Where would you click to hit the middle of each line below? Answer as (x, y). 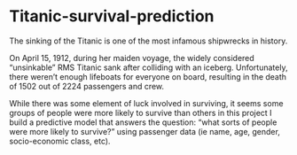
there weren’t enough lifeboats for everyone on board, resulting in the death (148, 76)
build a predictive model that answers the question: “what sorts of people (143, 122)
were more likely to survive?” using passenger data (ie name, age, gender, (145, 131)
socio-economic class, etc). (60, 141)
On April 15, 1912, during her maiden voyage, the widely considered (132, 58)
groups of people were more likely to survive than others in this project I (141, 112)
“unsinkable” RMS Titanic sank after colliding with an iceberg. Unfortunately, (148, 67)
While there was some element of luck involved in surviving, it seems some (146, 103)
